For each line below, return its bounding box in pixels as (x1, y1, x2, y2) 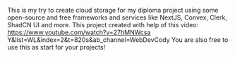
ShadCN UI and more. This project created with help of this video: (7, 21, 199, 29)
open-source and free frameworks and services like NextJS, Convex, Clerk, (7, 13, 227, 22)
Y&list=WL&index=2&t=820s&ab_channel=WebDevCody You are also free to (7, 36, 229, 44)
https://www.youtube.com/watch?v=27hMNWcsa (7, 28, 151, 36)
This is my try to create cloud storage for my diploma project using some (7, 6, 219, 14)
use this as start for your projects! (7, 43, 106, 51)
